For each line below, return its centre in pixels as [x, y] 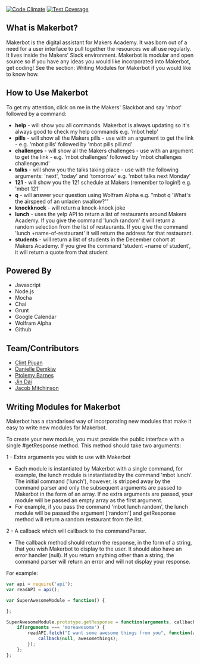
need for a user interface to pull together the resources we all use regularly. [99, 48]
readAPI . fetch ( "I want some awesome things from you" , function [109, 633]
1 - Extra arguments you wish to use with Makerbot [68, 457]
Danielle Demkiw [35, 369]
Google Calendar [35, 317]
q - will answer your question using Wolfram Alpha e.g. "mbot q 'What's [103, 195]
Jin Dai [23, 382]
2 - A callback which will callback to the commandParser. [76, 531]
